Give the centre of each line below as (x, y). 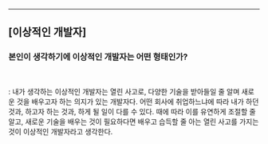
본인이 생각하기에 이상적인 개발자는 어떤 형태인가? (98, 57)
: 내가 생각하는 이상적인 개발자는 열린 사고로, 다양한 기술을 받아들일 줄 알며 (124, 91)
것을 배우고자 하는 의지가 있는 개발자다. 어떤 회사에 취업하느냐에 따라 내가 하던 (138, 102)
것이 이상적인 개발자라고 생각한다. (61, 131)
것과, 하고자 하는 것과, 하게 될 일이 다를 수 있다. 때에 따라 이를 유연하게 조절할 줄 (132, 111)
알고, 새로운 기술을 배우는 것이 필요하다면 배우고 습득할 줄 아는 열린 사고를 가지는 (134, 122)
